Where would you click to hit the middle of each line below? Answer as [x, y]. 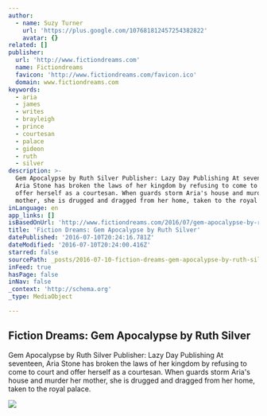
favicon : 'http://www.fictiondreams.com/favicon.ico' [106, 75]
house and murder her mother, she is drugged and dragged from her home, [132, 380]
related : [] [28, 45]
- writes [30, 112]
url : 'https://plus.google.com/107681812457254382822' [115, 30]
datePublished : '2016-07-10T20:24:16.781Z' [81, 238]
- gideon [30, 149]
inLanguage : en [33, 208]
